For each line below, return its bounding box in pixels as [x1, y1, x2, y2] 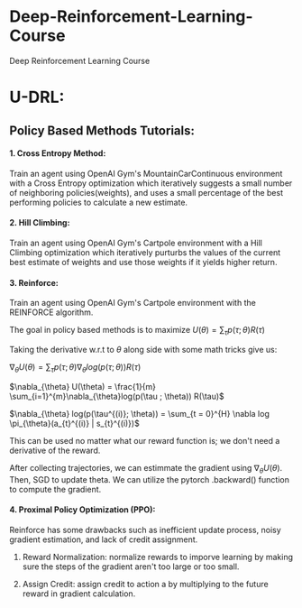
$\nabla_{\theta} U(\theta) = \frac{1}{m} [9, 381, 156, 392]
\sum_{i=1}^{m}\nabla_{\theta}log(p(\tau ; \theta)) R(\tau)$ [9, 391, 225, 401]
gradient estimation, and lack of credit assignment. [9, 534, 198, 545]
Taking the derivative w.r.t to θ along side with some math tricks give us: [9, 344, 278, 355]
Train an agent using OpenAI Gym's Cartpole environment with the [9, 298, 257, 309]
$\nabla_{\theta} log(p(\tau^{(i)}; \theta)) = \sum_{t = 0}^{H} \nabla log [9, 408, 270, 419]
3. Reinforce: [9, 277, 59, 288]
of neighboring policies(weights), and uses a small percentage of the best [9, 187, 284, 198]
